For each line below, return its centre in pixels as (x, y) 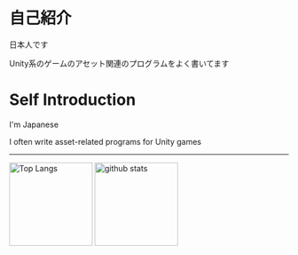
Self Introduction (72, 100)
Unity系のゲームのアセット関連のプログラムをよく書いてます (119, 63)
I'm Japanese (34, 124)
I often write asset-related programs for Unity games (106, 141)
